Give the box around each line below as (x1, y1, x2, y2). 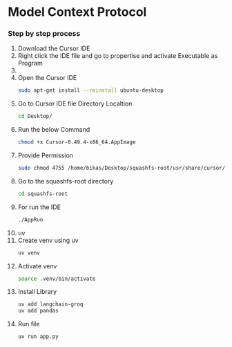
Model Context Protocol (8, 4, 147, 20)
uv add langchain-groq (17, 301, 84, 308)
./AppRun (17, 216, 43, 223)
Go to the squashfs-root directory (17, 177, 114, 185)
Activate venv (17, 261, 57, 270)
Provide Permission (17, 151, 73, 159)
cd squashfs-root (17, 190, 68, 197)
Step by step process (8, 29, 81, 39)
